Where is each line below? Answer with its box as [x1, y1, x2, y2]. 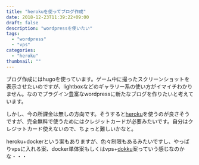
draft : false [6, 20, 39, 26]
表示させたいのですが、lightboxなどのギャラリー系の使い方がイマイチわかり [6, 82, 193, 90]
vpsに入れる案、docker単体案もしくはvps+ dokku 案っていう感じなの [11, 145, 180, 152]
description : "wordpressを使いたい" [6, 25, 93, 31]
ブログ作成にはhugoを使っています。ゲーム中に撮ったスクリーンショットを [6, 75, 190, 82]
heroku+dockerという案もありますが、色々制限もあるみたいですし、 [6, 138, 174, 145]
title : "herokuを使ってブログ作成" [6, 8, 86, 15]
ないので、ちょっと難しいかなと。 [52, 125, 137, 132]
